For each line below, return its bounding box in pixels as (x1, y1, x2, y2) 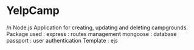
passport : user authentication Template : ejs (6, 37, 118, 44)
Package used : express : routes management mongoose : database (6, 30, 177, 37)
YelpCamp (6, 4, 60, 18)
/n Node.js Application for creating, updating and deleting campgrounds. (6, 24, 189, 31)
